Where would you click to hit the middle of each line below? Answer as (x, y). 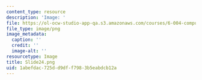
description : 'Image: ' (36, 17)
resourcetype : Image (32, 57)
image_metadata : (26, 34)
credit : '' (25, 46)
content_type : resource (36, 12)
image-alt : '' (29, 51)
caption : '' (27, 40)
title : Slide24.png (31, 62)
